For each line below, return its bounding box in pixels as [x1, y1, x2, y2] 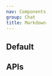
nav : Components [6, 8, 46, 15]
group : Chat [6, 14, 35, 20]
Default [6, 42, 34, 52]
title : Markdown [6, 20, 46, 26]
